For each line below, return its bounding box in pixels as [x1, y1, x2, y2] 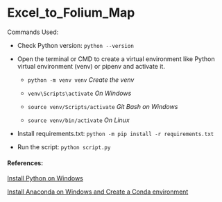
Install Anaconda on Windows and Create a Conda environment [7, 187, 189, 196]
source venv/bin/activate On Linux [27, 116, 130, 124]
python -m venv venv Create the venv [27, 75, 135, 84]
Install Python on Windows [7, 174, 83, 183]
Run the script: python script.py [17, 142, 111, 151]
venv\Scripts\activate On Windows [27, 89, 132, 97]
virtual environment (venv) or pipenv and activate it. [17, 62, 165, 70]
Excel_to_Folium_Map [7, 5, 135, 21]
